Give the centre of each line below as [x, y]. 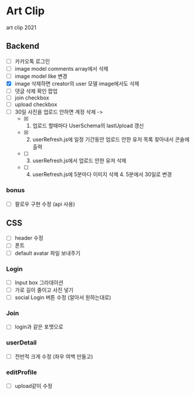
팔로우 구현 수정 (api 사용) [45, 204]
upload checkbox [36, 105]
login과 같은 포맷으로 [39, 327]
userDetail [22, 343]
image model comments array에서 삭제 [61, 68]
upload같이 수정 [33, 386]
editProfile [22, 372]
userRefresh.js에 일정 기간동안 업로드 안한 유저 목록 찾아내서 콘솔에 [111, 139]
